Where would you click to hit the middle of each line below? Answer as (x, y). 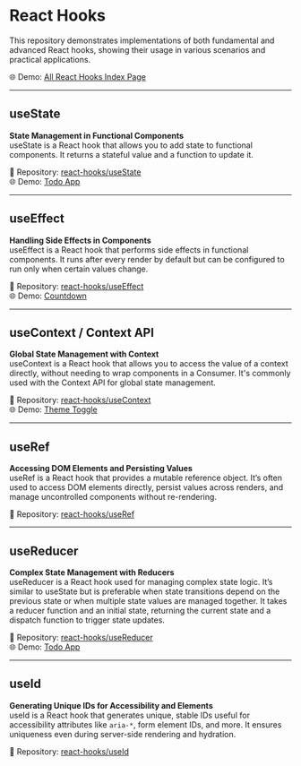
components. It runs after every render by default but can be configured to (147, 259)
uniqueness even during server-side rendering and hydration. (123, 734)
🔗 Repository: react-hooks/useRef (72, 514)
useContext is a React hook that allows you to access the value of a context (149, 364)
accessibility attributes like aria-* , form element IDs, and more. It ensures (146, 724)
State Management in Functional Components (97, 135)
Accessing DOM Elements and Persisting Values (101, 469)
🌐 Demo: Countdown (48, 296)
